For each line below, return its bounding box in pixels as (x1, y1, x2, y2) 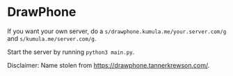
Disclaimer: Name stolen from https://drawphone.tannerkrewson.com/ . (7, 61, 210, 69)
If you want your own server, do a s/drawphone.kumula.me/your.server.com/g (7, 27, 227, 35)
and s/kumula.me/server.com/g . (7, 34, 97, 42)
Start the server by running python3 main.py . (7, 48, 135, 56)
